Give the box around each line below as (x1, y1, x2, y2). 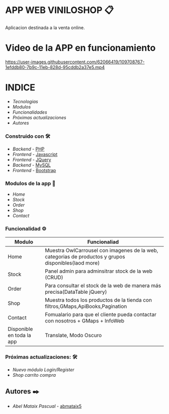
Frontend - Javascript (12, 151, 58, 157)
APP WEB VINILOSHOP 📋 (5, 5, 114, 16)
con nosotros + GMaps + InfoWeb (45, 317, 125, 324)
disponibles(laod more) (45, 259, 100, 266)
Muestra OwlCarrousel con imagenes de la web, (45, 246, 158, 254)
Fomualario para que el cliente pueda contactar (45, 311, 157, 318)
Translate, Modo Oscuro (45, 332, 102, 339)
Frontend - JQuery (12, 157, 51, 163)
